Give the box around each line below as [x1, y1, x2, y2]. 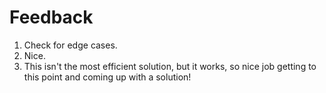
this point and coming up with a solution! [23, 71, 192, 83]
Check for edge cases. [23, 39, 118, 51]
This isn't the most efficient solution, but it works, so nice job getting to [23, 60, 317, 72]
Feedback [9, 6, 94, 29]
